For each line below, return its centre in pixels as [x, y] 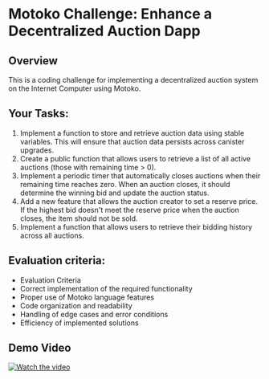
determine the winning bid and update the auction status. [114, 193]
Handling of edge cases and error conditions [94, 314]
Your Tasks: [39, 114]
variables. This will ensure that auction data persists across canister [132, 141]
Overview [33, 61]
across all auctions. [52, 235]
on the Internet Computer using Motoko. [75, 88]
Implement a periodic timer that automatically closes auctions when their [140, 175]
